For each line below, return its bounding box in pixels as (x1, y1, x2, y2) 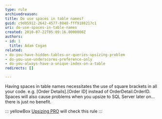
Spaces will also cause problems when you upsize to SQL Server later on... (5, 94, 155, 100)
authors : (5, 34, 23, 39)
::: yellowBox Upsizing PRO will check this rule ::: (5, 108, 103, 114)
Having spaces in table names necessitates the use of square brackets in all (5, 84, 157, 89)
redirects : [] (5, 66, 34, 71)
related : (5, 48, 23, 52)
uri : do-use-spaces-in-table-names (5, 25, 77, 30)
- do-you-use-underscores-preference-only (5, 57, 92, 62)
